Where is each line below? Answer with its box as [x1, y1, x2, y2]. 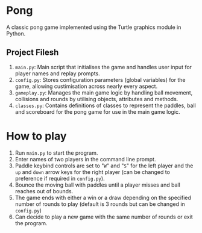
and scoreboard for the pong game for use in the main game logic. [14, 108, 180, 115]
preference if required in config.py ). [14, 175, 105, 182]
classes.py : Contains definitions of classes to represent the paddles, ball [14, 102, 196, 109]
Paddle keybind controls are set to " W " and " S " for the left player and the [14, 162, 194, 169]
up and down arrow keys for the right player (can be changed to [14, 168, 171, 175]
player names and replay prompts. [14, 70, 101, 77]
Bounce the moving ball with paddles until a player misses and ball [14, 181, 181, 188]
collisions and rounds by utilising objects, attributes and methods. [14, 95, 178, 102]
